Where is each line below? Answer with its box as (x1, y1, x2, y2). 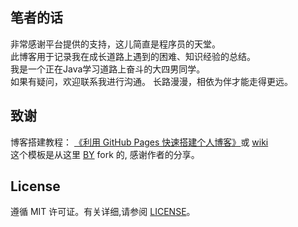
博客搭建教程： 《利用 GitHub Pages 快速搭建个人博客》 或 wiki (10, 136, 269, 148)
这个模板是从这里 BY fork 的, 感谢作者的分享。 (10, 148, 200, 160)
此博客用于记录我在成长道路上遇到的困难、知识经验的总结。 (10, 50, 256, 62)
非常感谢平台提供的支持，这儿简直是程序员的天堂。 (10, 38, 221, 50)
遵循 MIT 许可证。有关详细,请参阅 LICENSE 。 (10, 206, 196, 218)
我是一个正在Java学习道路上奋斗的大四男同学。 (10, 63, 206, 75)
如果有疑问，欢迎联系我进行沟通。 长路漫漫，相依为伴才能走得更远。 (10, 75, 293, 87)
